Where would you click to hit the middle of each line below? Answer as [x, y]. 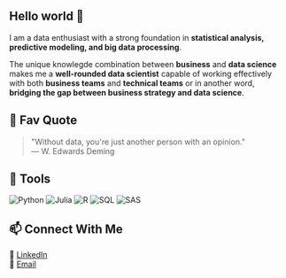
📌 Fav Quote [43, 120]
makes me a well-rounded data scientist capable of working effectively [141, 73]
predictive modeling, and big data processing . [96, 47]
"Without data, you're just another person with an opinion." [138, 142]
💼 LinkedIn [28, 255]
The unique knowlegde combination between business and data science [143, 64]
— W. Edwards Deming [73, 151]
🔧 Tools [30, 179]
